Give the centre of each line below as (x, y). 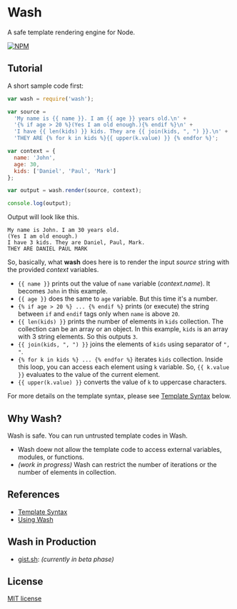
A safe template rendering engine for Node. (71, 32)
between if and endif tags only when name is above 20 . (99, 314)
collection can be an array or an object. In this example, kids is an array (123, 329)
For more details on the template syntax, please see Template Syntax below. (119, 396)
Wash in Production (52, 542)
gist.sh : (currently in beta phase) (66, 559)
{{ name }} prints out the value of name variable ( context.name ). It (114, 283)
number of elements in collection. (67, 472)
